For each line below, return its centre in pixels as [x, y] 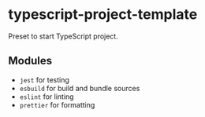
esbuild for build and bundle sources [80, 88]
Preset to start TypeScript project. [63, 36]
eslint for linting [47, 97]
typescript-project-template [103, 15]
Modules [30, 61]
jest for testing [44, 79]
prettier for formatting [57, 104]
